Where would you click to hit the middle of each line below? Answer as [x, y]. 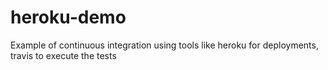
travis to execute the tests [63, 55]
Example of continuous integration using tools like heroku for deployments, [164, 45]
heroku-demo [68, 17]
